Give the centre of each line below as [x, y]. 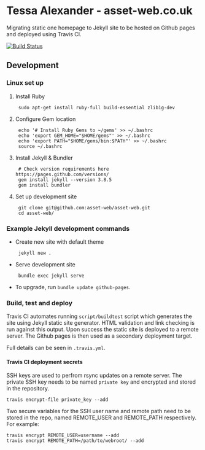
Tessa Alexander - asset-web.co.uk [99, 11]
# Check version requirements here [64, 169]
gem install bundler [44, 185]
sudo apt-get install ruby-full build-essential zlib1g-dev [97, 107]
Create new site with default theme [60, 242]
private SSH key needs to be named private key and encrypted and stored [101, 382]
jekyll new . [35, 253]
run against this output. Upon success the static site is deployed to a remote [102, 330]
